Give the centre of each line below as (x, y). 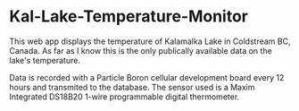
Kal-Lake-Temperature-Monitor (129, 17)
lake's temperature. (45, 60)
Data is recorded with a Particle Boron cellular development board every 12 (147, 77)
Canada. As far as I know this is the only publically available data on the (141, 50)
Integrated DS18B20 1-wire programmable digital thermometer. (125, 97)
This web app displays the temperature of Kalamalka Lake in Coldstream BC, (150, 41)
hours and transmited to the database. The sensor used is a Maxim (132, 87)
